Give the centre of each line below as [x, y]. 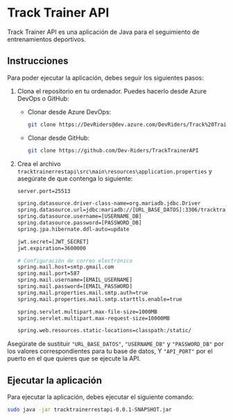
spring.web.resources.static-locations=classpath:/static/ [104, 331]
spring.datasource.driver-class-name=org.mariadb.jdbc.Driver [109, 203]
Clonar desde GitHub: [59, 138]
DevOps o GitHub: [43, 98]
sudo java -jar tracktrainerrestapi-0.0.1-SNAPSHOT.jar [89, 410]
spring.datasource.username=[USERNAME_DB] [79, 217]
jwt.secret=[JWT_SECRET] [53, 241]
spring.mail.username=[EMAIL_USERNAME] [75, 280]
